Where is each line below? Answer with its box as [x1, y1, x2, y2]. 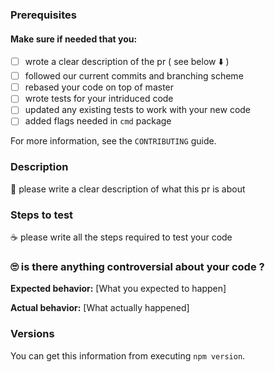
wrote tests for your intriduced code [24, 93, 174, 105]
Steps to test [10, 208, 74, 222]
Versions [10, 327, 55, 341]
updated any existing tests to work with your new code [24, 104, 252, 116]
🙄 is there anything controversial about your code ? [10, 259, 265, 273]
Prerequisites [10, 8, 77, 22]
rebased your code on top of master [24, 81, 175, 93]
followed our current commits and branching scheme [24, 70, 244, 82]
